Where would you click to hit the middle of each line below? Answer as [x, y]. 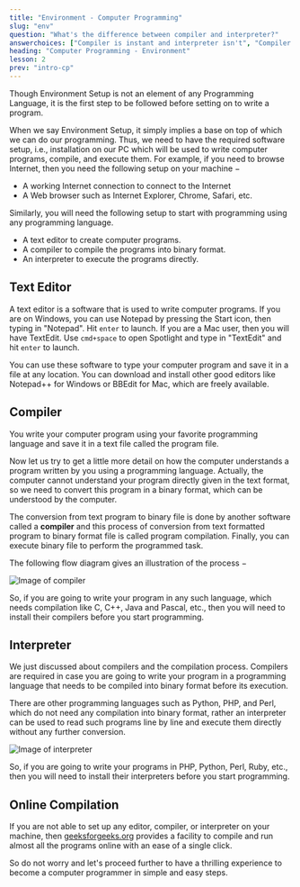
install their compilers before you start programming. [107, 617]
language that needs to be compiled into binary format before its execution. [149, 686]
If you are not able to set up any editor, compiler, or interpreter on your [140, 827]
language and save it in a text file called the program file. [114, 443]
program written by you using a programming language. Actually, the [137, 470]
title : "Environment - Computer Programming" [96, 18]
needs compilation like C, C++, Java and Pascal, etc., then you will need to [147, 607]
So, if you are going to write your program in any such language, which [141, 597]
